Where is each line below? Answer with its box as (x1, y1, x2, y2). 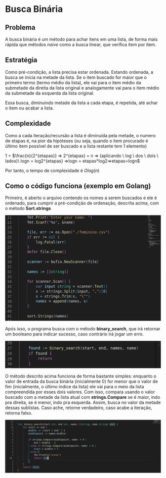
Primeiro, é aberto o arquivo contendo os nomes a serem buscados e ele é (5, 195, 157, 201)
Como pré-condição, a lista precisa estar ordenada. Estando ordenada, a (5, 69, 154, 75)
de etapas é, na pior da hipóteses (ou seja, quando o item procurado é (5, 138, 148, 144)
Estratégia (5, 56, 38, 64)
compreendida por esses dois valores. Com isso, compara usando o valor (5, 389, 155, 395)
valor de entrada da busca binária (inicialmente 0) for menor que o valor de (5, 378, 158, 384)
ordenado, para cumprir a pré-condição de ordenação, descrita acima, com (5, 200, 159, 206)
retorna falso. (5, 410, 33, 416)
